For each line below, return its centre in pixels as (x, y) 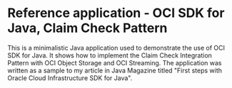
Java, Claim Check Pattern (87, 28)
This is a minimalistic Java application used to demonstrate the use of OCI (116, 48)
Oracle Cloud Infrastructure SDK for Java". (70, 78)
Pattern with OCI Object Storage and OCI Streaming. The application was (115, 62)
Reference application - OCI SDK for (116, 13)
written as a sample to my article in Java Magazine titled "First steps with (115, 70)
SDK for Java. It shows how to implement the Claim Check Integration (110, 55)
